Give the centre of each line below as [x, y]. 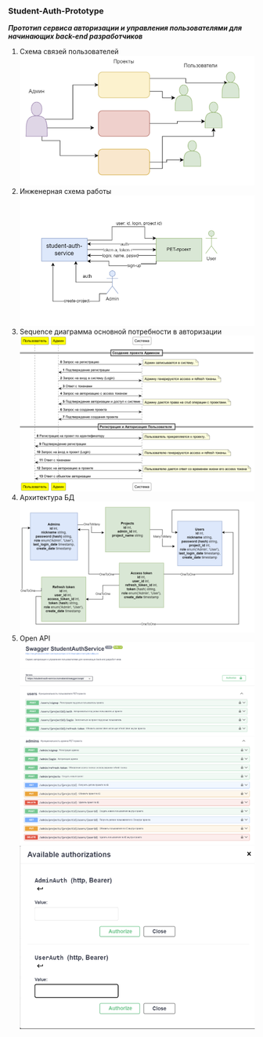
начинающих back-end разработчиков [76, 36]
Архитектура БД [47, 497]
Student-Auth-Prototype [56, 11]
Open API [35, 638]
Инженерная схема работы [65, 192]
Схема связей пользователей [69, 52]
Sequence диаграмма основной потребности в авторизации [120, 331]
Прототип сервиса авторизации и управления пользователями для [125, 28]
